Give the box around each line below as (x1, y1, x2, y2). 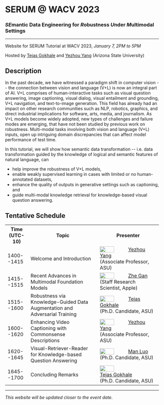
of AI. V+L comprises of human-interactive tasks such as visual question (5, 90, 151, 96)
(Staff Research (100, 278, 136, 285)
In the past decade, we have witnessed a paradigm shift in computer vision (5, 80, 156, 85)
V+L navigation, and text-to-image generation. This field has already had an (5, 101, 158, 107)
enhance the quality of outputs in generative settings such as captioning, (12, 182, 159, 188)
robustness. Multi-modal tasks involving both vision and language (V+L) (5, 127, 150, 132)
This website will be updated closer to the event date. (5, 395, 113, 401)
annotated (12, 176, 33, 182)
